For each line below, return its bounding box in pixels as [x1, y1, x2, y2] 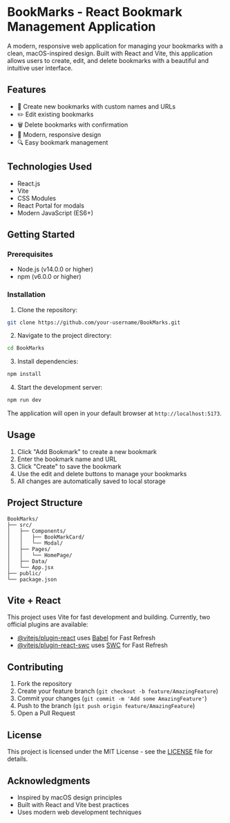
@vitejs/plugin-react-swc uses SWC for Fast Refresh [17, 641, 168, 649]
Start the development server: [17, 383, 103, 392]
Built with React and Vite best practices [17, 800, 129, 808]
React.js [17, 179, 41, 188]
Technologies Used [7, 161, 92, 173]
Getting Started [7, 228, 75, 240]
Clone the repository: [17, 305, 78, 314]
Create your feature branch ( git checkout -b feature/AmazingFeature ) [17, 687, 219, 696]
